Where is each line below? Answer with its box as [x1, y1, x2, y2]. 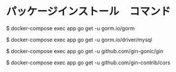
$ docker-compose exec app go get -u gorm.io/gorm [6, 24, 135, 32]
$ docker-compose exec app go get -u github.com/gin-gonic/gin [6, 47, 164, 54]
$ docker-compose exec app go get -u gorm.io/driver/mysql [6, 36, 152, 43]
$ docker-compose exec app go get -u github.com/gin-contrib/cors [6, 59, 171, 66]
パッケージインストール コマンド [6, 5, 171, 18]
